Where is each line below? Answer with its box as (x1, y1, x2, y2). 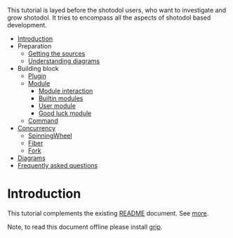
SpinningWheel (27, 131, 72, 140)
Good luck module (38, 109, 92, 117)
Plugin (27, 72, 47, 80)
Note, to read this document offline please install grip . (7, 223, 163, 231)
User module (38, 102, 76, 110)
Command (27, 117, 58, 125)
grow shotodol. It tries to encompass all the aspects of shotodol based (7, 13, 211, 22)
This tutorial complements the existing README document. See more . (7, 209, 209, 217)
